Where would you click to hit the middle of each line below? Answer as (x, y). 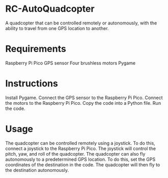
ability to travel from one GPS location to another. (57, 28)
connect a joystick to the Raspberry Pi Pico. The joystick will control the (81, 149)
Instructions (32, 84)
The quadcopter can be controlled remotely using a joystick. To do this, (80, 143)
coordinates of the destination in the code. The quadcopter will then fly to (83, 165)
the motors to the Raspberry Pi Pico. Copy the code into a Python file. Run (83, 103)
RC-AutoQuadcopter (50, 9)
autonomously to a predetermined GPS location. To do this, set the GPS (80, 159)
